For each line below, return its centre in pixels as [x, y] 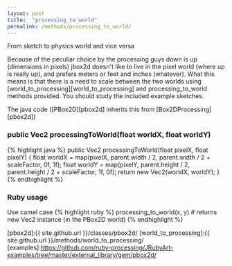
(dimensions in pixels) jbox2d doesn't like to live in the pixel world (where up [116, 67]
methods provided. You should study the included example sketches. [106, 96]
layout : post [26, 13]
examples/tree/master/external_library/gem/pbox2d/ [82, 255]
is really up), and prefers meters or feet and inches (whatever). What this [111, 74]
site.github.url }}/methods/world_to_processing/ [75, 240]
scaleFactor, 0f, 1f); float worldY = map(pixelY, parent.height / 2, [99, 164]
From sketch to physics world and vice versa [71, 46]
